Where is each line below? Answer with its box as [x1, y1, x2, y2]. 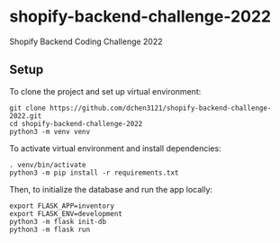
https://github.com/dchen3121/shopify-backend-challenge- [49, 103, 272, 112]
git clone [9, 103, 47, 112]
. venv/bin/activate [9, 160, 87, 169]
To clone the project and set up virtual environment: [9, 85, 202, 96]
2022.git [9, 111, 42, 121]
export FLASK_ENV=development [9, 209, 123, 218]
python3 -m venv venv [9, 127, 91, 136]
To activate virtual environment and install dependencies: [9, 142, 222, 154]
